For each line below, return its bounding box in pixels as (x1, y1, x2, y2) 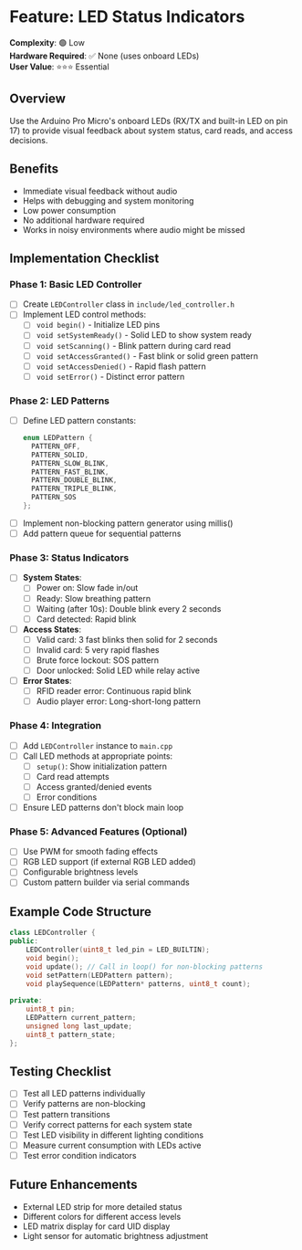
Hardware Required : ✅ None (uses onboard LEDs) (9, 50, 200, 61)
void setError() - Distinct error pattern (36, 371, 185, 382)
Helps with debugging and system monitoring (22, 194, 194, 206)
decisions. (9, 134, 48, 145)
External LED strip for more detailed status (22, 1201, 182, 1212)
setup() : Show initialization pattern (36, 761, 167, 772)
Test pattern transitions (22, 1108, 111, 1119)
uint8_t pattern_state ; (26, 1030, 117, 1039)
